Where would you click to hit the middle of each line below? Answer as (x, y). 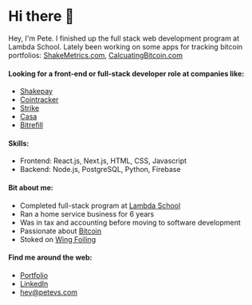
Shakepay (36, 92)
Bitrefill (31, 125)
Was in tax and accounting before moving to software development (130, 222)
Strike (30, 108)
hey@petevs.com (49, 292)
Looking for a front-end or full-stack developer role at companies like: (126, 73)
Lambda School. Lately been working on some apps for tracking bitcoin (126, 46)
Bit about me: (31, 187)
